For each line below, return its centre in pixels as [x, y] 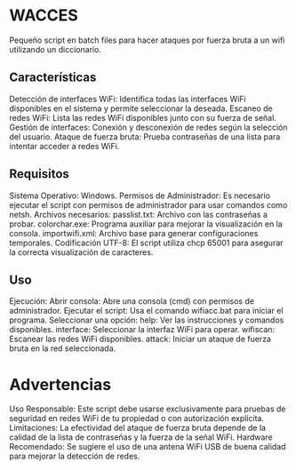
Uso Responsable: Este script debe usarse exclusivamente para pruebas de [148, 409]
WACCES [44, 16]
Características [53, 78]
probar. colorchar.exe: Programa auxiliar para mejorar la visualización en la [146, 224]
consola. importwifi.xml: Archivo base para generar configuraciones [134, 233]
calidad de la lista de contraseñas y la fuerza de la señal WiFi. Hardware [141, 437]
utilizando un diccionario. [56, 49]
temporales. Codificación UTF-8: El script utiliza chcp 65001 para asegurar [146, 243]
